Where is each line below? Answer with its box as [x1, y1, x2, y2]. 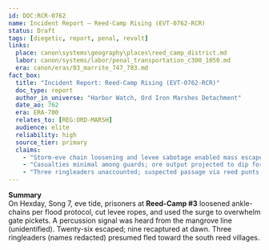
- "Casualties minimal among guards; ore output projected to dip [22, 161, 249, 169]
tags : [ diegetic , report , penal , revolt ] [8, 34, 149, 42]
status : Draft [8, 26, 56, 34]
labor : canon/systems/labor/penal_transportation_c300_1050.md [15, 57, 231, 65]
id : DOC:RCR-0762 [8, 11, 66, 20]
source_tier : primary [15, 138, 88, 147]
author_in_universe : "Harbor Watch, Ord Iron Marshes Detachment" [15, 94, 242, 102]
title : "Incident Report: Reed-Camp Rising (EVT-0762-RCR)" [15, 79, 220, 87]
